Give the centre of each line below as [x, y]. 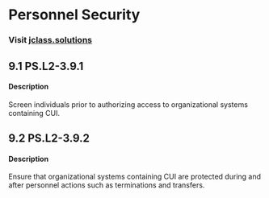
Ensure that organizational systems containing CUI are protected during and [134, 177]
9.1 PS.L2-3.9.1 [46, 66]
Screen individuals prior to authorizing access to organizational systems [128, 104]
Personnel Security [74, 15]
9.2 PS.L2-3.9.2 [49, 138]
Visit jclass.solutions [50, 40]
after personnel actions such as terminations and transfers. [107, 185]
